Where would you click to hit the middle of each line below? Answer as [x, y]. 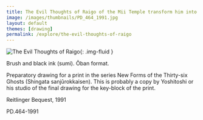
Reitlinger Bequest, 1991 [36, 100]
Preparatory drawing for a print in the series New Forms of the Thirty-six [97, 75]
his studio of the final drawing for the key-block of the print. [81, 88]
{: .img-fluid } [97, 52]
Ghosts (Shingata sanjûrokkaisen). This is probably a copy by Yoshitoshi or [100, 82]
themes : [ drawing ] [29, 29]
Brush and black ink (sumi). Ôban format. [58, 64]
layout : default [27, 23]
